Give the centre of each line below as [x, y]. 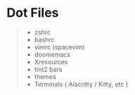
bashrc [44, 39]
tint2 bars [48, 69]
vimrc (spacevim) [59, 47]
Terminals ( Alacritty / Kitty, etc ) [81, 84]
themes [45, 76]
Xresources [51, 61]
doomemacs [52, 54]
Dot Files [33, 13]
